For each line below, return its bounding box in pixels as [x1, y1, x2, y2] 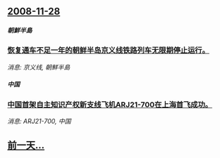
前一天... [7, 140, 45, 152]
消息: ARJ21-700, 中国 [7, 117, 71, 126]
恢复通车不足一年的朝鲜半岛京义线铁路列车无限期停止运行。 [7, 46, 210, 55]
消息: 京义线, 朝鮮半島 [7, 62, 71, 71]
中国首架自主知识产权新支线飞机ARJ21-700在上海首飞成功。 [7, 100, 213, 110]
